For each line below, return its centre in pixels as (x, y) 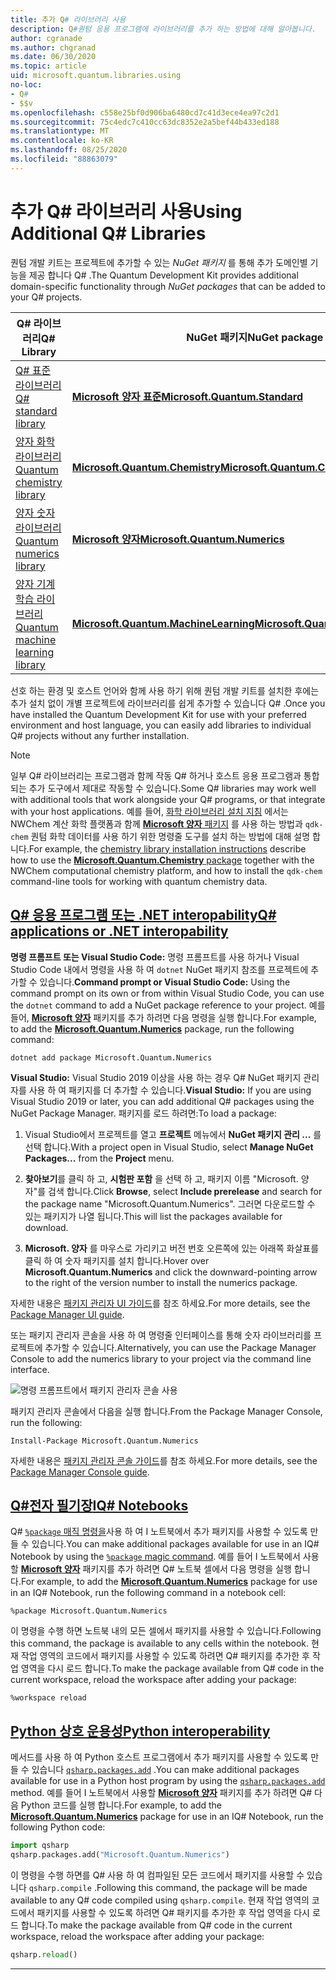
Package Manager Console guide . (80, 1472)
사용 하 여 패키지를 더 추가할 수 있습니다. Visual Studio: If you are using (170, 1090)
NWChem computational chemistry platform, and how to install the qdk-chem (166, 870)
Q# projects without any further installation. (100, 735)
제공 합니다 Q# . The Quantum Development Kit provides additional (163, 275)
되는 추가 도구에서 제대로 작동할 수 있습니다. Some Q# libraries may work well (163, 788)
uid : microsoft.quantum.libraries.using (96, 76)
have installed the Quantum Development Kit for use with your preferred (158, 714)
